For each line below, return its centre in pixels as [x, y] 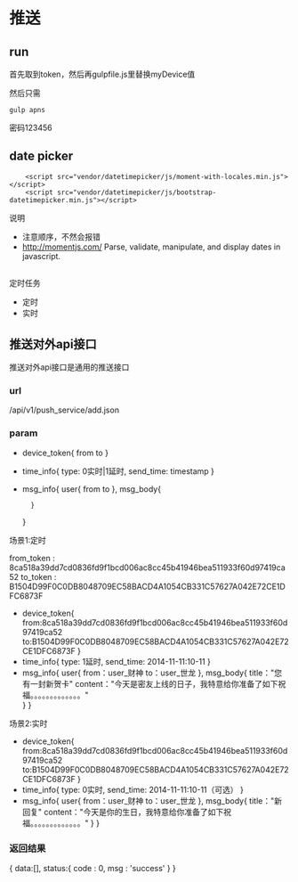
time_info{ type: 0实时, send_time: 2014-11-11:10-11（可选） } [133, 789]
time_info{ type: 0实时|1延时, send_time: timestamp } [118, 471]
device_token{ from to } [65, 453]
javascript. [41, 256]
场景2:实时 [28, 723]
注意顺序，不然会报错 [61, 236]
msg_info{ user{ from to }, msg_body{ [92, 489]
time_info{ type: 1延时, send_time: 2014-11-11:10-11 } [117, 661]
